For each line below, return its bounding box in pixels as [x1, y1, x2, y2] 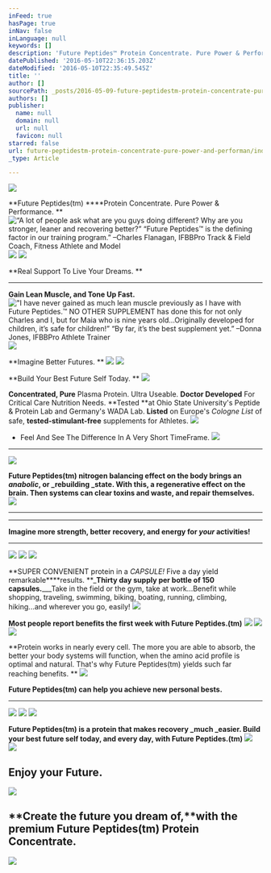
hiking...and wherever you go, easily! [8, 602, 131, 612]
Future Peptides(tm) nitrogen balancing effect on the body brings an [8, 471, 242, 480]
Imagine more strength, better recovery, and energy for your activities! [8, 527, 251, 537]
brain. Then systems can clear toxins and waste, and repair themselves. [8, 488, 256, 498]
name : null [15, 110, 52, 118]
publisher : [8, 102, 45, 110]
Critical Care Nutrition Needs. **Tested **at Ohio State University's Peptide [8, 398, 261, 408]
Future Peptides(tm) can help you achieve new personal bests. [8, 684, 223, 694]
